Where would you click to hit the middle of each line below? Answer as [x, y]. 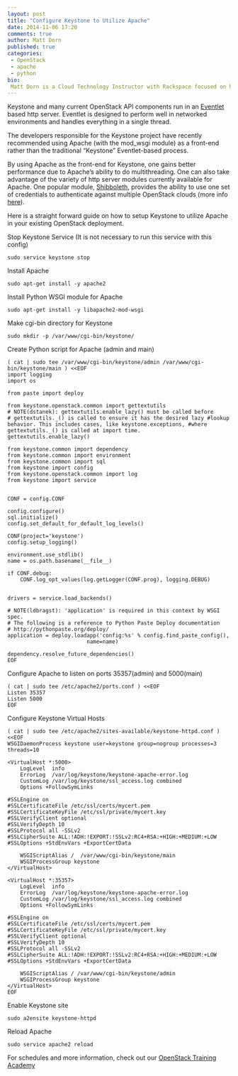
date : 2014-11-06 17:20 [42, 27]
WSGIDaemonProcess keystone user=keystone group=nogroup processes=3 [112, 744]
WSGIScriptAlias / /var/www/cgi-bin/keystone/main [98, 856]
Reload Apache [29, 1032]
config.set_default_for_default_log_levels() [75, 524]
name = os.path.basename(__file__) [60, 561]
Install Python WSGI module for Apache [65, 297]
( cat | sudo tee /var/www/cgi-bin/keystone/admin [84, 363]
